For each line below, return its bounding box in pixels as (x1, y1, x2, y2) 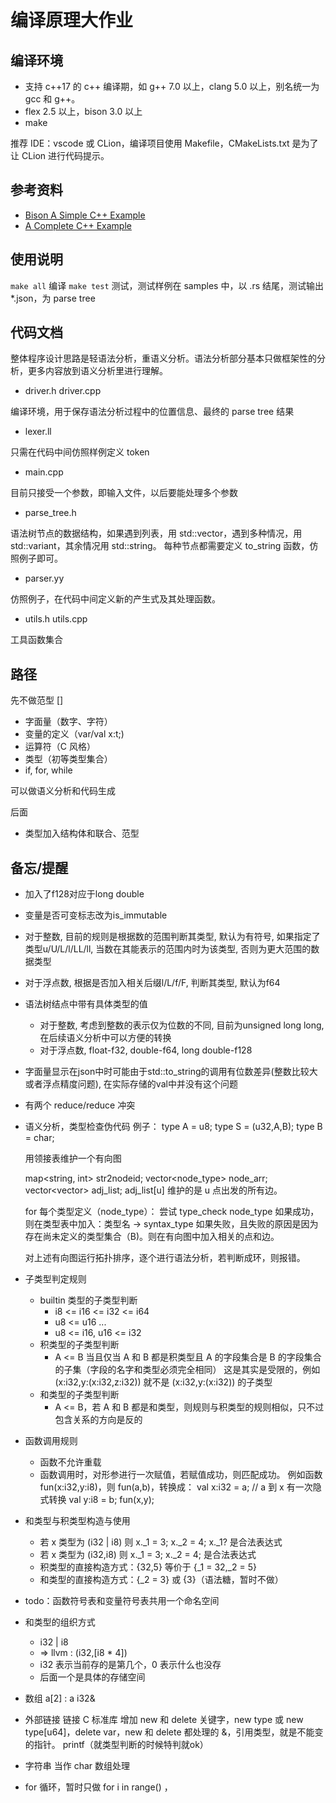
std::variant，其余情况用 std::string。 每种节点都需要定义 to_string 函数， (10, 540, 310, 552)
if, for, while (24, 764, 73, 776)
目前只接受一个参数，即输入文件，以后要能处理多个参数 (10, 487, 238, 499)
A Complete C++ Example (24, 219, 132, 231)
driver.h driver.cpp (24, 385, 102, 397)
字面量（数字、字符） (24, 716, 113, 728)
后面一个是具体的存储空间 (39, 1671, 146, 1683)
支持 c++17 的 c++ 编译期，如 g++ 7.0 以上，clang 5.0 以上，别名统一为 (24, 81, 320, 92)
